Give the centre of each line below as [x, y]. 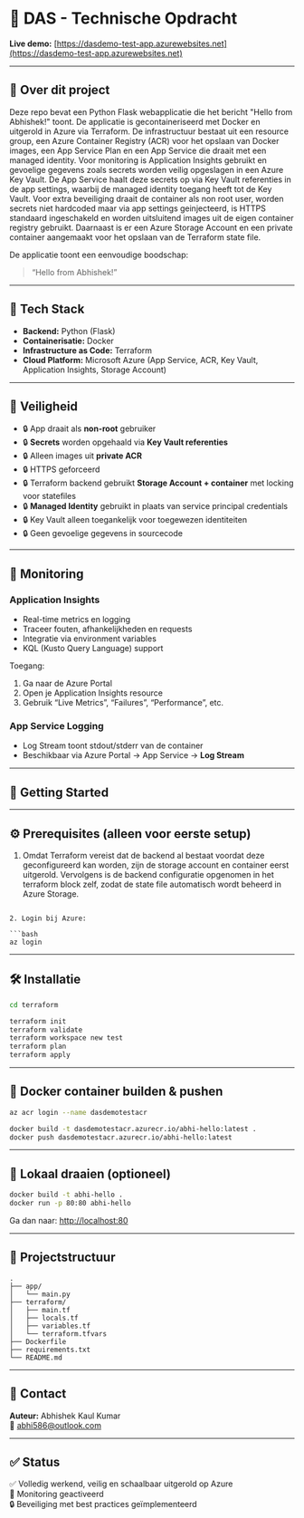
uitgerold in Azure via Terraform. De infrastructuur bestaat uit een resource [149, 131]
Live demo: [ [33, 43]
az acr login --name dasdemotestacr [78, 1112]
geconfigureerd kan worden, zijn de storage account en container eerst [156, 865]
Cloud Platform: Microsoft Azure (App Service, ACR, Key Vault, [140, 360]
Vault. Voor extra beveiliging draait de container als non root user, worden [147, 198]
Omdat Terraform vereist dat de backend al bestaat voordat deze [143, 855]
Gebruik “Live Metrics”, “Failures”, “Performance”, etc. [123, 703]
